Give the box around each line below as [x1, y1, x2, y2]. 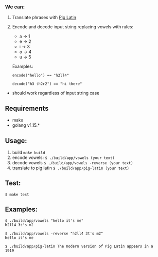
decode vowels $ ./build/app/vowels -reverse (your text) [12, 159, 133, 165]
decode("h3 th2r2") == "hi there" [12, 81, 82, 86]
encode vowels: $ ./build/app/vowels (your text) [12, 155, 115, 160]
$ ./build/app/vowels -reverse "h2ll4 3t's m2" [5, 231, 104, 236]
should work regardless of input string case [12, 90, 100, 96]
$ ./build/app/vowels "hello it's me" [5, 218, 84, 223]
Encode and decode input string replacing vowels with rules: [12, 24, 134, 30]
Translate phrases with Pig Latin [12, 15, 77, 20]
